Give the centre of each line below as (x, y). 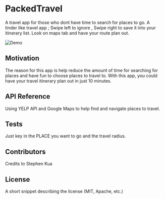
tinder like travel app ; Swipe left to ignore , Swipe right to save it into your (81, 27)
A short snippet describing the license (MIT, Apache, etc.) (64, 191)
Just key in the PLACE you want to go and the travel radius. (66, 136)
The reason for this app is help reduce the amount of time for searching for (82, 70)
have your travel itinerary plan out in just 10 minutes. (58, 81)
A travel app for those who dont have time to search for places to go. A (78, 22)
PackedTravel (34, 9)
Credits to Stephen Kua (29, 164)
